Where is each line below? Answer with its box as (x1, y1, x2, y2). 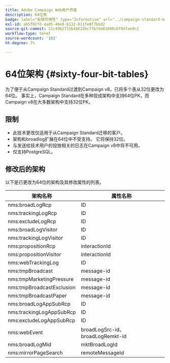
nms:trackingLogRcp (8, 210, 57, 217)
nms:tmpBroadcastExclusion (8, 284, 76, 291)
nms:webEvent (8, 329, 43, 336)
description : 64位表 (5, 12, 47, 17)
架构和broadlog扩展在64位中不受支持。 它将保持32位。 (12, 136, 128, 142)
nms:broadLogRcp (8, 202, 52, 209)
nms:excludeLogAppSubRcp (8, 317, 75, 324)
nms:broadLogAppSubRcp (8, 301, 71, 308)
